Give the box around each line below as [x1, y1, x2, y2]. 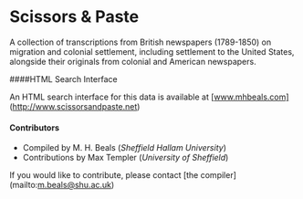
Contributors [9, 121, 60, 133]
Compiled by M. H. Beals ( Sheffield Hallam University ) [22, 142, 226, 153]
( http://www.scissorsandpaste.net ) [9, 100, 141, 111]
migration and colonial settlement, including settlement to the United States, [9, 46, 295, 57]
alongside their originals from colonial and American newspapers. [9, 56, 257, 67]
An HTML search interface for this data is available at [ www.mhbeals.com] [9, 91, 289, 102]
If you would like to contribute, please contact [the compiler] [9, 170, 237, 181]
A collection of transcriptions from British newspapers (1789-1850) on [9, 37, 272, 47]
